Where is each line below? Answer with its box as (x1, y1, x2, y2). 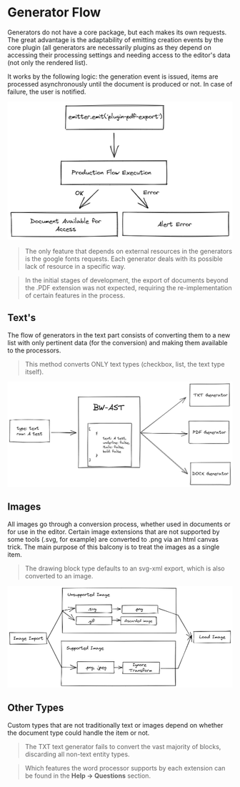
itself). (24, 367, 44, 376)
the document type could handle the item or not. (7, 728, 150, 737)
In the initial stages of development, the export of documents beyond (24, 276, 229, 284)
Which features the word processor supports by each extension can (24, 763, 226, 772)
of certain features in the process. (24, 291, 125, 300)
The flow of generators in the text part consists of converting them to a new (7, 330, 231, 340)
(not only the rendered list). (7, 58, 88, 66)
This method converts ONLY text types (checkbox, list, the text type (24, 360, 225, 368)
